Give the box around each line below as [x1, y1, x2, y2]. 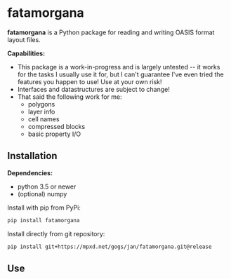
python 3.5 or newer [17, 182, 77, 191]
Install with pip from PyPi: [7, 203, 81, 212]
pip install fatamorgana [7, 217, 80, 224]
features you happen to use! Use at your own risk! [17, 77, 163, 86]
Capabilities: [7, 49, 46, 57]
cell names [27, 114, 60, 123]
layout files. [7, 35, 41, 43]
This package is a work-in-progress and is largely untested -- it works [17, 62, 220, 71]
